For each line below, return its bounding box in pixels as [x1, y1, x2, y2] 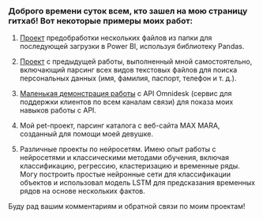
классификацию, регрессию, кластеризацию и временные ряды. [19, 161, 241, 171]
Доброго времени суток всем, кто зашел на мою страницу [8, 6, 248, 17]
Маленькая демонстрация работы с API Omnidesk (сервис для [19, 89, 232, 98]
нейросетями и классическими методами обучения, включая [19, 153, 230, 162]
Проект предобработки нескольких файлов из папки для [19, 33, 212, 43]
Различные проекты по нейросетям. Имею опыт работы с [19, 144, 216, 154]
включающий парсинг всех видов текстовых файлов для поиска [19, 65, 238, 75]
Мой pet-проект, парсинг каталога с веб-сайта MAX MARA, [19, 121, 220, 131]
